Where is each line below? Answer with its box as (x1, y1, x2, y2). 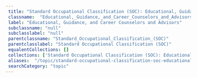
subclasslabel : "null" (8, 30, 64, 36)
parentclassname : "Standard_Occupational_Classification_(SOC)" (8, 36, 169, 42)
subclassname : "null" (8, 25, 61, 31)
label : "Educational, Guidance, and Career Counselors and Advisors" (8, 19, 182, 25)
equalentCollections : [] (8, 47, 69, 53)
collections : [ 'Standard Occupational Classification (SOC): (8, 52, 161, 58)
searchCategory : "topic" (8, 63, 69, 69)
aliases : (8, 57, 30, 63)
